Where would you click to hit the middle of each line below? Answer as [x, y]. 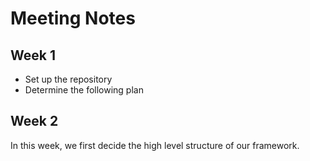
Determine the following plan [84, 90]
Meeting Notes [73, 18]
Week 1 [33, 55]
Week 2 [34, 121]
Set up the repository [68, 79]
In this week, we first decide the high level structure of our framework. [155, 145]
